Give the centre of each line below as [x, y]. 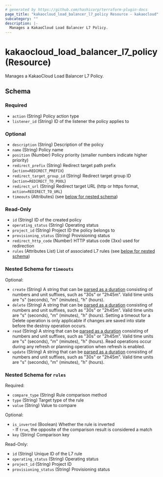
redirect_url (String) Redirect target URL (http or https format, [76, 186]
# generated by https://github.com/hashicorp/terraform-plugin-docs [76, 10]
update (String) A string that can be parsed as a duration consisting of [82, 352]
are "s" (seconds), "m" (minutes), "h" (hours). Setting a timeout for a [81, 315]
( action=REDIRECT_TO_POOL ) [39, 181]
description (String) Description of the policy [58, 144]
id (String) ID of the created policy [47, 220]
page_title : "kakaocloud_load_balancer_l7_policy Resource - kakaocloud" [82, 14]
